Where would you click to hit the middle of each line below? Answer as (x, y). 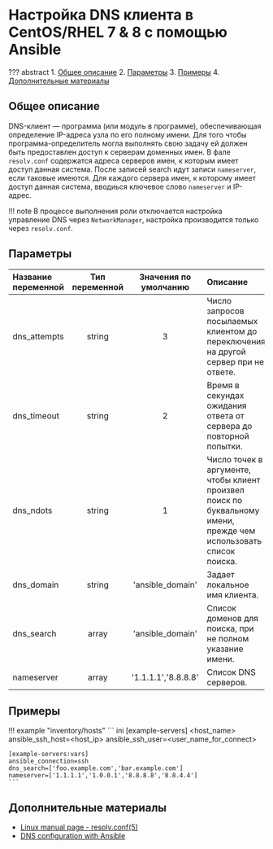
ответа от (225, 415)
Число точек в (235, 459)
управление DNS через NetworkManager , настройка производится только (134, 219)
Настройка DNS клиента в (101, 15)
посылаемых (232, 321)
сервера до (230, 426)
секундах (225, 395)
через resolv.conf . (41, 228)
